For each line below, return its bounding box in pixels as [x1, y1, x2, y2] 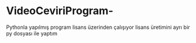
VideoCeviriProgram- [6, 4, 114, 18]
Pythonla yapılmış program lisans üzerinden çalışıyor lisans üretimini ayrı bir [6, 24, 190, 31]
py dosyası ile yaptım [6, 29, 58, 37]
